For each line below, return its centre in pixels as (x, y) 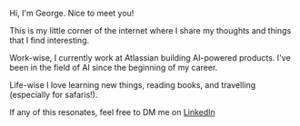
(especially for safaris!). (54, 95)
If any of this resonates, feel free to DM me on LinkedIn (112, 112)
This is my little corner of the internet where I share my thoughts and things (150, 30)
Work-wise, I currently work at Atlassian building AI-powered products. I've (150, 58)
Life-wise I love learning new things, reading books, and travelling (133, 85)
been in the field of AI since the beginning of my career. (114, 68)
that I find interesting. (50, 40)
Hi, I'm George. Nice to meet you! (72, 13)
